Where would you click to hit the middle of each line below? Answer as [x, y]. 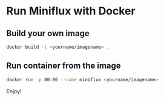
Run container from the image [64, 66]
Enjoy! [14, 91]
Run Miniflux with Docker [71, 11]
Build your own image [48, 33]
